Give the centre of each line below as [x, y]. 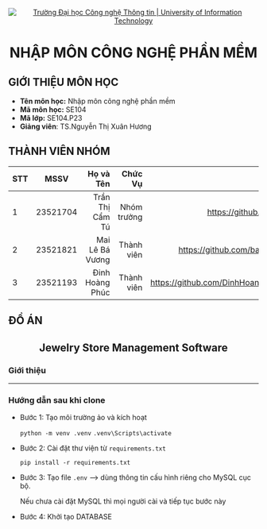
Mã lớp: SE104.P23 [51, 118]
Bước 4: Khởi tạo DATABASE [66, 517]
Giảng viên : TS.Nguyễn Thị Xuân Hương [86, 126]
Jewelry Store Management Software [133, 348]
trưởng [130, 217]
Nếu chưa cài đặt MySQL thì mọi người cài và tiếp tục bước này [123, 501]
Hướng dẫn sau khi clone [57, 400]
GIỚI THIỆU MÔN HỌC [64, 82]
